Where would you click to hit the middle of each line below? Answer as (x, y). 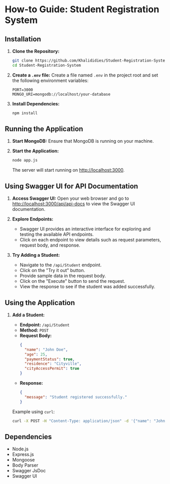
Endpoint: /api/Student (45, 325)
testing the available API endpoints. (57, 234)
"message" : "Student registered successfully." (76, 397)
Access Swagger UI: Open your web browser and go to (70, 198)
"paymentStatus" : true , (49, 359)
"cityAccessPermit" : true (52, 369)
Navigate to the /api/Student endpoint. (61, 265)
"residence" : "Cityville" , (53, 364)
